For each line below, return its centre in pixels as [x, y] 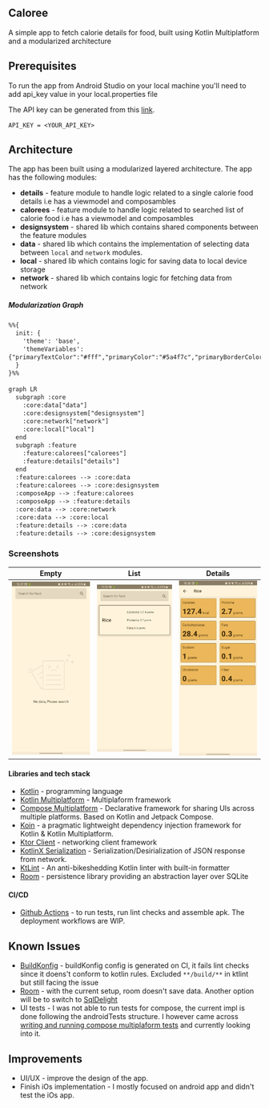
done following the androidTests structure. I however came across [129, 1017]
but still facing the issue [59, 983]
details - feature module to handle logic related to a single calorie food [137, 193]
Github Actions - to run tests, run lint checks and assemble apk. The [132, 913]
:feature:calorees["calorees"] [75, 453]
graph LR [23, 389]
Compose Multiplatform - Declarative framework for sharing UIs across [137, 808]
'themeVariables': [53, 349]
